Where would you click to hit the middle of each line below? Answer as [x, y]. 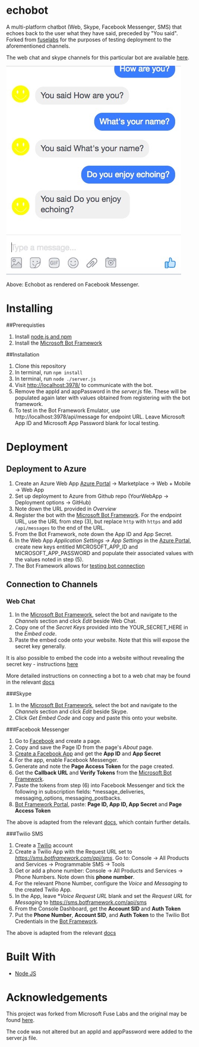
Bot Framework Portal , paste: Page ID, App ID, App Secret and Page [98, 804]
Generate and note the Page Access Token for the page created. [94, 766]
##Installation [23, 354]
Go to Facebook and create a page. [58, 741]
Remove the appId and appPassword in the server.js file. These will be [101, 391]
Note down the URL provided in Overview [66, 509]
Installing [30, 309]
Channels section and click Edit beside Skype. [71, 711]
